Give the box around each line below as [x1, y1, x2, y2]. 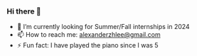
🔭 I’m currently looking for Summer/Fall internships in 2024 [16, 23, 190, 31]
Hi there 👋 [6, 6, 42, 16]
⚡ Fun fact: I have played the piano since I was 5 [16, 41, 159, 50]
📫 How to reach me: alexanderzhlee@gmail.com [16, 30, 161, 39]
